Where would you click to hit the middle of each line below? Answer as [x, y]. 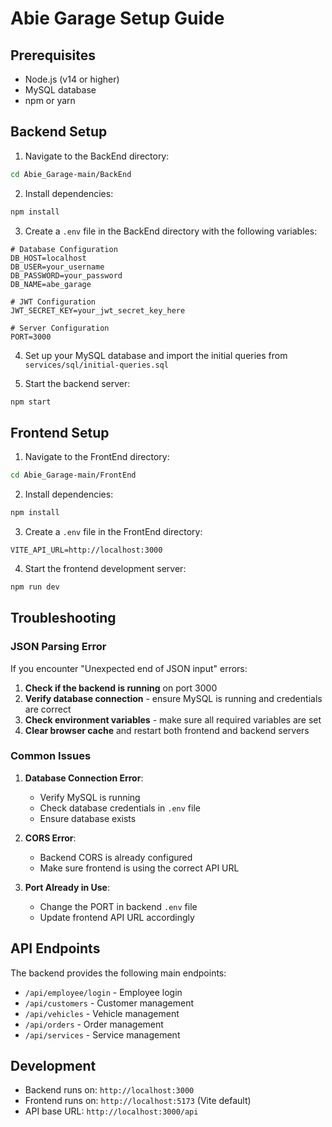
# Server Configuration [60, 328]
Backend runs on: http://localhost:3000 [109, 1090]
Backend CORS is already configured [116, 857]
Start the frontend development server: [105, 568]
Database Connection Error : [84, 778]
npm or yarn [50, 100]
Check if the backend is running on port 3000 [121, 688]
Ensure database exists [88, 818]
